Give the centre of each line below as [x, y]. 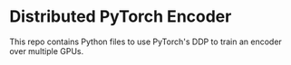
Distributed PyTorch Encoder [121, 17]
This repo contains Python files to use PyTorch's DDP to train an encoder [146, 42]
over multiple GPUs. [47, 51]
